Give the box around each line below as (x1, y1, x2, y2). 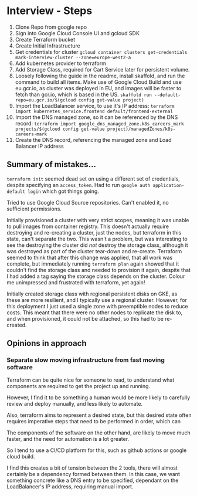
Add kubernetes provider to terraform (15, 60, 106, 67)
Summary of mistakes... (6, 159, 96, 169)
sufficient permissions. (6, 205, 62, 212)
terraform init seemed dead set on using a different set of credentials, (6, 175, 181, 182)
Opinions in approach (6, 338, 87, 348)
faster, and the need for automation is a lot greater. (6, 436, 130, 443)
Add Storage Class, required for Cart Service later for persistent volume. (15, 66, 190, 73)
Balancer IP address (15, 142, 64, 150)
